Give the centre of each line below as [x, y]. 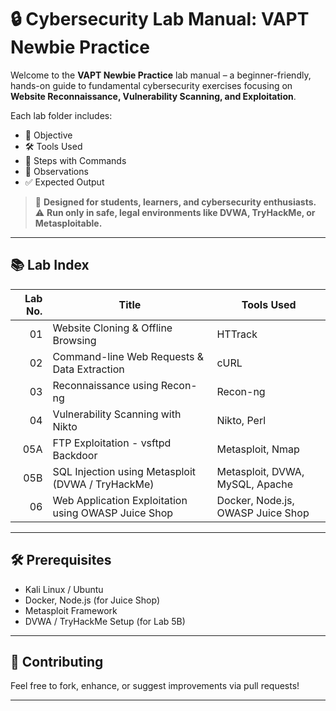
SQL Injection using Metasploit [124, 471]
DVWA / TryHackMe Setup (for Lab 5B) [105, 621]
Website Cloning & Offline [112, 328]
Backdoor [75, 455]
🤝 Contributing [57, 661]
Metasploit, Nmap [258, 449]
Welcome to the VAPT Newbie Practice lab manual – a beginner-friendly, [161, 75]
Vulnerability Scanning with [117, 414]
